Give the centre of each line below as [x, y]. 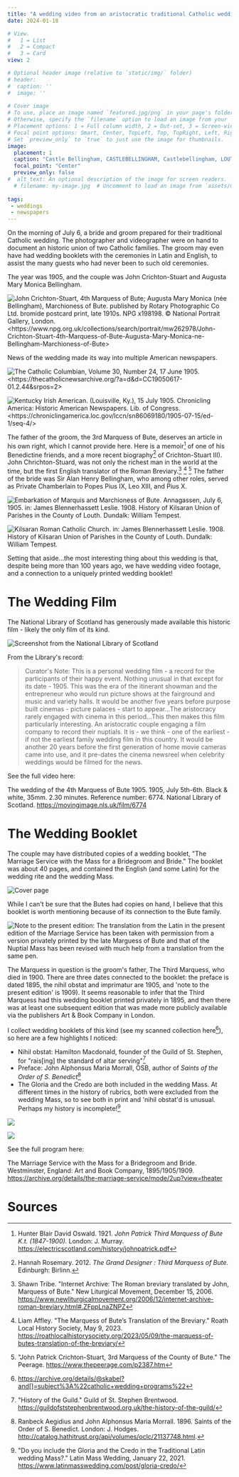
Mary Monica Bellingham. [45, 285]
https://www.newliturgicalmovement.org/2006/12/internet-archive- [116, 1299]
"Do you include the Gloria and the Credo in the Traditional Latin [111, 1450]
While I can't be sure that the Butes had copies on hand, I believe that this [115, 903]
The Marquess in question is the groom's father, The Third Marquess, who [116, 969]
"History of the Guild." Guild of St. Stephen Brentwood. [98, 1400]
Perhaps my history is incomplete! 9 [69, 1108]
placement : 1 [33, 153]
